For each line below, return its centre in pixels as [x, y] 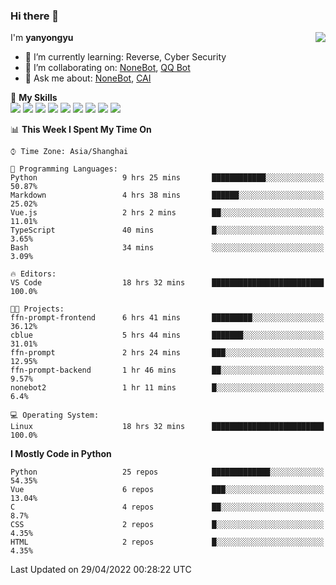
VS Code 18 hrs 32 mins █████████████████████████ [167, 283]
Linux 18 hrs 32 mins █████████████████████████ [167, 427]
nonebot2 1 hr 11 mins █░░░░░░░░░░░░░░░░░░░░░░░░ [167, 388]
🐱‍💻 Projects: [37, 309]
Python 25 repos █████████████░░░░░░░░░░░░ [167, 472]
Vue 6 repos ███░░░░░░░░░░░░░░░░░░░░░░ [167, 490]
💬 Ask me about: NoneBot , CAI [88, 78]
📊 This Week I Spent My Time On [81, 130]
